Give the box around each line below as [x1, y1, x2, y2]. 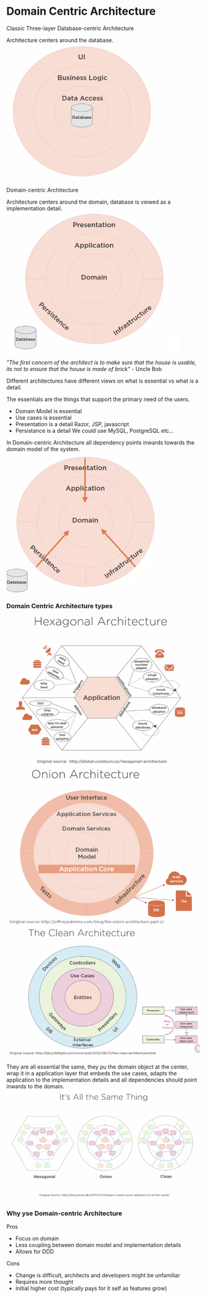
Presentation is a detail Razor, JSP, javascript [15, 420, 129, 427]
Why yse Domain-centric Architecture [6, 1209, 123, 1218]
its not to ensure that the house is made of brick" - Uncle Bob [6, 365, 162, 372]
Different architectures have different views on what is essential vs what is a [6, 377, 199, 384]
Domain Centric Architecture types [6, 601, 113, 610]
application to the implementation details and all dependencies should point [6, 1076, 197, 1083]
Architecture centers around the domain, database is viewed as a [6, 198, 171, 205]
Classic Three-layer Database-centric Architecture [6, 25, 134, 32]
